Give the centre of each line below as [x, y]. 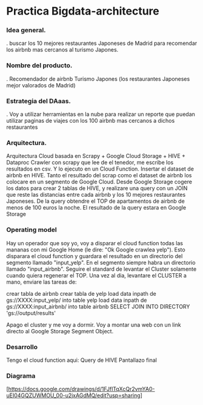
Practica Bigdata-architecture [83, 11]
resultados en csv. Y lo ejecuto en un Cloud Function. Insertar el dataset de [100, 169]
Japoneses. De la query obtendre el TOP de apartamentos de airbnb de [95, 201]
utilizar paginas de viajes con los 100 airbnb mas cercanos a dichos [91, 121]
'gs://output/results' [31, 313]
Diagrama [21, 376]
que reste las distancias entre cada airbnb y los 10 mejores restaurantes [96, 195]
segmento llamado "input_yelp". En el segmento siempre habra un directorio [101, 262]
